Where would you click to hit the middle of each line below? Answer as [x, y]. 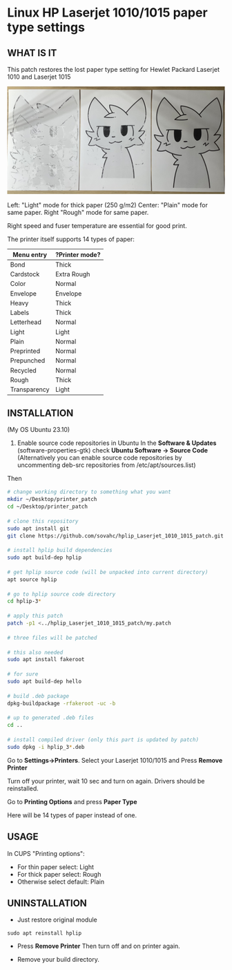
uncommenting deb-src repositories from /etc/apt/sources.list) [106, 465]
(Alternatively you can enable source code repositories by [99, 458]
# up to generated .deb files [51, 718]
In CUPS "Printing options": [46, 853]
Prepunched [28, 361]
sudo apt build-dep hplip [44, 558]
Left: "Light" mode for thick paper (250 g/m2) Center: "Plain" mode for [108, 205]
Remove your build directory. [58, 960]
